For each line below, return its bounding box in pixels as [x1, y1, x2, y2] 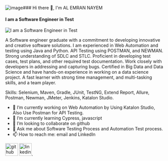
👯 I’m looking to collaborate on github [12, 120, 91, 126]
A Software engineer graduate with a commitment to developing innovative [5, 37, 160, 43]
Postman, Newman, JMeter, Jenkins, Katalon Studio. [5, 95, 114, 101]
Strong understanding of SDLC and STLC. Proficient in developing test [5, 53, 151, 59]
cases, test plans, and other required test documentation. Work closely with [5, 58, 162, 65]
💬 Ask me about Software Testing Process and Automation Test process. [12, 126, 163, 132]
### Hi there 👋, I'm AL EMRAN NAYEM [23, 5, 103, 11]
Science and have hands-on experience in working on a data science [5, 69, 149, 75]
